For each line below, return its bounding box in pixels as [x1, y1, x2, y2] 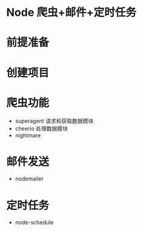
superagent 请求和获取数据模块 [15, 117, 94, 125]
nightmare [15, 131, 41, 139]
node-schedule [15, 219, 54, 226]
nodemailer [15, 175, 44, 182]
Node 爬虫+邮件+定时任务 [6, 5, 137, 19]
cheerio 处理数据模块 [15, 125, 68, 132]
